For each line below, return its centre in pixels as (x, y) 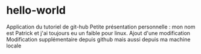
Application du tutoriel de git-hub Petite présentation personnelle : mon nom (101, 27)
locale (14, 46)
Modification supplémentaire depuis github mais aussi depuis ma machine (98, 39)
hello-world (36, 10)
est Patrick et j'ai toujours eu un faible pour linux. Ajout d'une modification (98, 33)
